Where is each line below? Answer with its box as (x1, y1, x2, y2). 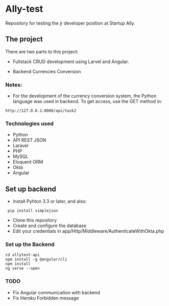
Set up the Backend (5, 241, 55, 248)
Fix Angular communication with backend (12, 289, 101, 295)
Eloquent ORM (12, 159, 43, 165)
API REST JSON (12, 137, 46, 144)
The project (5, 35, 43, 44)
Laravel (12, 142, 29, 149)
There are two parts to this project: (5, 48, 79, 54)
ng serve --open (5, 266, 40, 271)
